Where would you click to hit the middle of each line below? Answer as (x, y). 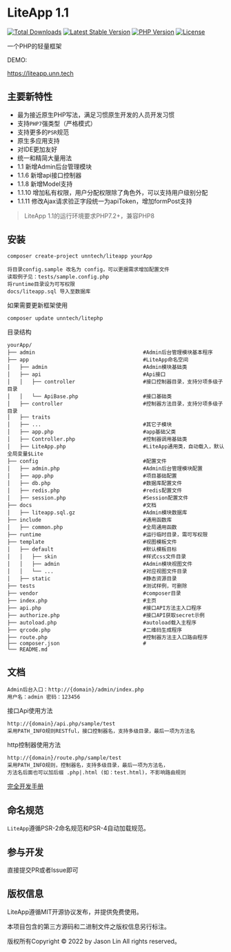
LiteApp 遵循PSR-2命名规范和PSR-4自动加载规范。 (78, 828)
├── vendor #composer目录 (94, 593)
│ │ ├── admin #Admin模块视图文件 (100, 564)
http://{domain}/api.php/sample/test (61, 724)
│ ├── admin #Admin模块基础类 (97, 367)
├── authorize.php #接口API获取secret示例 (106, 615)
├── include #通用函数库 (90, 520)
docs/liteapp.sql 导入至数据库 (49, 292)
